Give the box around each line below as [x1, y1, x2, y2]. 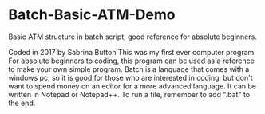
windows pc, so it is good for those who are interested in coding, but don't [8, 73, 253, 82]
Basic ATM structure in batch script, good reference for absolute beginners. [8, 32, 257, 41]
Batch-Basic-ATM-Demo [8, 6, 176, 24]
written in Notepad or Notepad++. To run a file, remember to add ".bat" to [8, 89, 250, 99]
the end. [8, 98, 36, 108]
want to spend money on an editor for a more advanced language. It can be [8, 81, 257, 91]
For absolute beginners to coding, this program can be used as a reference [8, 56, 255, 65]
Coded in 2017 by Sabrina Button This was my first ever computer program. [8, 47, 257, 57]
